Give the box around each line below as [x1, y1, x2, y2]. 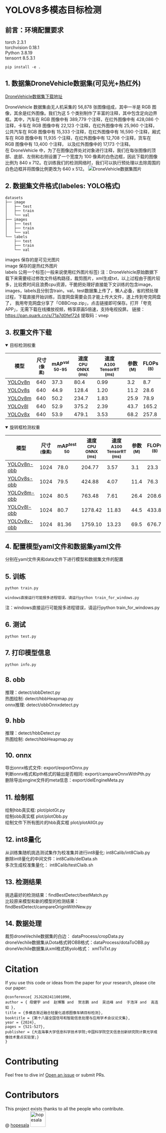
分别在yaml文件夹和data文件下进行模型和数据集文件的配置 [5, 556, 124, 563]
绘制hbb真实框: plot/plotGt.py [5, 807, 65, 813]
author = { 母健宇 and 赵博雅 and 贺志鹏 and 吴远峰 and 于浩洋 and [5, 1000, 147, 1005]
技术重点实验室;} [8, 1035, 40, 1040]
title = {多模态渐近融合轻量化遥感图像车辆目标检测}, [5, 1011, 103, 1016]
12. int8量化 [5, 836, 41, 844]
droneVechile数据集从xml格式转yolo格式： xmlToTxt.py [5, 946, 117, 952]
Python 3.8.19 [5, 50, 33, 56]
